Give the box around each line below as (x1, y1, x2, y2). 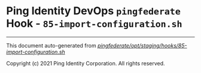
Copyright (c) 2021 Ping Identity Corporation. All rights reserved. (6, 59, 166, 66)
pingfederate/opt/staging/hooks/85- (98, 42, 187, 49)
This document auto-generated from (6, 42, 97, 49)
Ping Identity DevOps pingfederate (6, 4, 181, 18)
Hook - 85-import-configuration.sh (6, 17, 182, 30)
